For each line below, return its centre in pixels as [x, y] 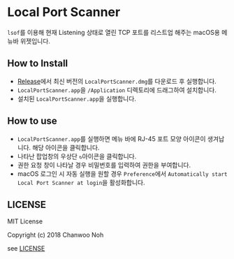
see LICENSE [26, 249]
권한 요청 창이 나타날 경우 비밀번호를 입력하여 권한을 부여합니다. [104, 165]
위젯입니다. [35, 41]
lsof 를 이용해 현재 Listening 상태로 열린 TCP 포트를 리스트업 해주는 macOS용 [114, 32]
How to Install [38, 64]
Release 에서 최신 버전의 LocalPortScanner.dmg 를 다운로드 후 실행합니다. [117, 81]
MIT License [25, 221]
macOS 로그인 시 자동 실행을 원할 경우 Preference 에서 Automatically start [122, 173]
